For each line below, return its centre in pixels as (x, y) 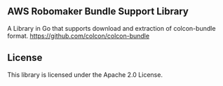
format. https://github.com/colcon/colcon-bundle (78, 36)
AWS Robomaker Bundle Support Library (98, 12)
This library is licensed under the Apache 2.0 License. (85, 74)
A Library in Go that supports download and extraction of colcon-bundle (111, 28)
